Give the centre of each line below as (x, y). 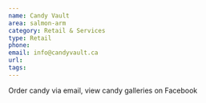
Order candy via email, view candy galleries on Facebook (103, 90)
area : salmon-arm (37, 23)
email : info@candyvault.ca (53, 53)
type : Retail (30, 38)
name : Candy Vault (39, 16)
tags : (17, 68)
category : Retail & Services (57, 30)
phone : (19, 46)
